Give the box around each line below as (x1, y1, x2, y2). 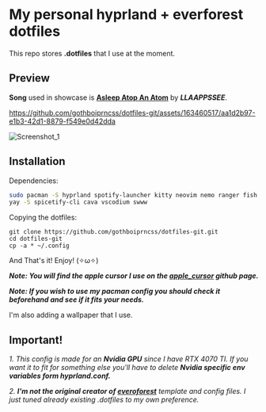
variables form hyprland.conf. (9, 371, 111, 381)
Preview (9, 71, 51, 85)
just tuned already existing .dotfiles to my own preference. (9, 395, 199, 405)
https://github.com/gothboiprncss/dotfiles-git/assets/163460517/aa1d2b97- (9, 108, 256, 117)
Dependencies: (9, 176, 59, 185)
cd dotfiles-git (9, 235, 63, 243)
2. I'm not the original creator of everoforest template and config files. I (9, 387, 246, 396)
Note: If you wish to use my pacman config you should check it (9, 287, 221, 296)
